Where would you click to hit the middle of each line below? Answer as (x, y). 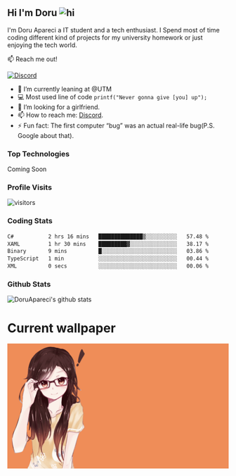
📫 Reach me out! (32, 59)
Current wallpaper (61, 328)
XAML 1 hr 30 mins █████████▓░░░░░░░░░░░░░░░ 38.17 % (108, 244)
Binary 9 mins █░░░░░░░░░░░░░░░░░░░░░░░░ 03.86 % (108, 251)
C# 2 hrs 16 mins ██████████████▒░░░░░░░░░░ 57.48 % (108, 237)
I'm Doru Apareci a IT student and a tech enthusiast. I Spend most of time (113, 30)
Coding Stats (30, 221)
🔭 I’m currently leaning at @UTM (65, 89)
